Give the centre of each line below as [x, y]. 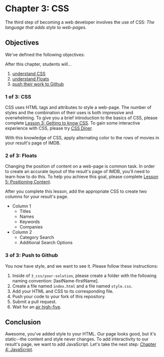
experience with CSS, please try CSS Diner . [49, 128]
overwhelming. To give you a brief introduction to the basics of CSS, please [82, 118]
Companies [31, 227]
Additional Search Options [46, 243]
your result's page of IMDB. [33, 143]
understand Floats [30, 78]
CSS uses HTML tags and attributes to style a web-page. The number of [78, 107]
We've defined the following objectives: [45, 54]
